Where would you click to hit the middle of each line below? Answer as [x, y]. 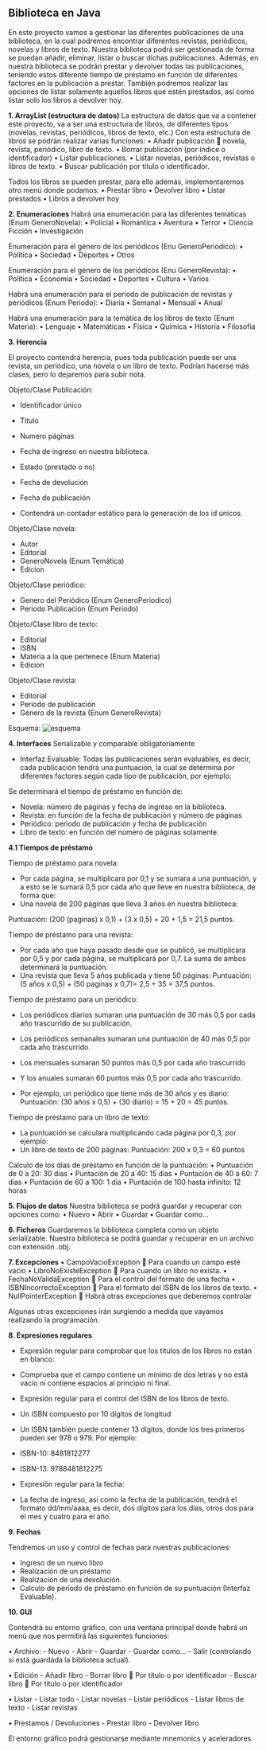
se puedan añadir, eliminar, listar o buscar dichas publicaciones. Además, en [133, 57]
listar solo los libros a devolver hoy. [66, 100]
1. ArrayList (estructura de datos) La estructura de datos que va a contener [132, 115]
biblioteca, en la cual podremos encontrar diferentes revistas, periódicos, [128, 41]
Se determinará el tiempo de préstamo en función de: [96, 791]
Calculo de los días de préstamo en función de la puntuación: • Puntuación [131, 1165]
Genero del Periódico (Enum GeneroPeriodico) [96, 600]
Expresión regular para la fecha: [72, 1483]
